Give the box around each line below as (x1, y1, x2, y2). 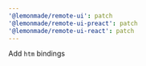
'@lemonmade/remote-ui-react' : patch (8, 27, 135, 35)
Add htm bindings (8, 49, 66, 59)
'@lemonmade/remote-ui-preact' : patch (8, 19, 138, 27)
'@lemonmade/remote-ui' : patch (8, 11, 113, 20)
